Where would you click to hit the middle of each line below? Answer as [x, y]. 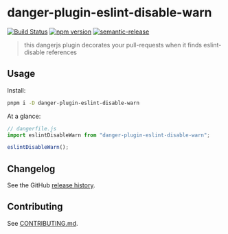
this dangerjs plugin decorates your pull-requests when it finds [113, 45]
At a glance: [24, 116]
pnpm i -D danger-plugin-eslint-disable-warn [73, 103]
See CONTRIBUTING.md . [43, 223]
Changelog [31, 168]
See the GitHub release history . [51, 185]
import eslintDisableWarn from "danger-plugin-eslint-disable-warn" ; [109, 135]
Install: [16, 90]
